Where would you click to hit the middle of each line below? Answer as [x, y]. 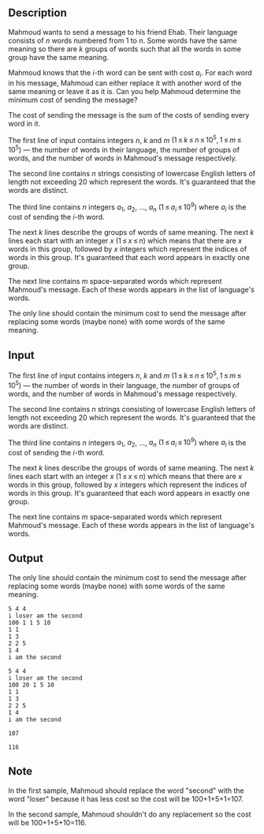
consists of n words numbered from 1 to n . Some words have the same [123, 40]
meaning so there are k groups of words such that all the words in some [125, 49]
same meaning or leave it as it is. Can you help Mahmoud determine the [125, 91]
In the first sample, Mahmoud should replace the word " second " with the [126, 791]
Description [37, 13]
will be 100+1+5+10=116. [47, 822]
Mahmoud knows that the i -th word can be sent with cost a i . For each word [130, 73]
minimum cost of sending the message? [73, 100]
